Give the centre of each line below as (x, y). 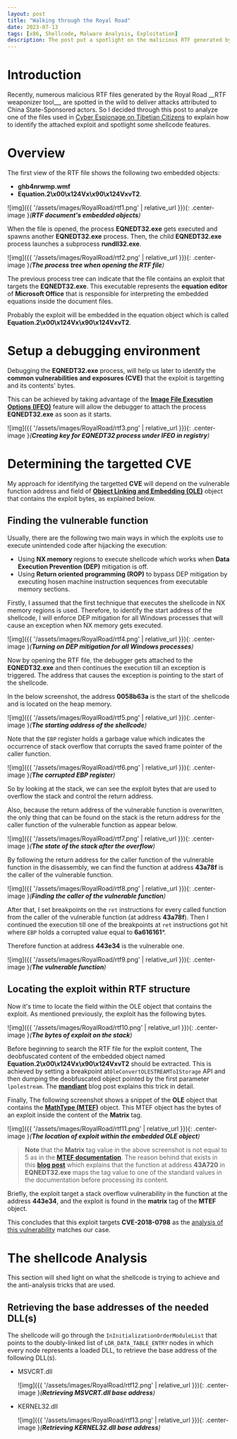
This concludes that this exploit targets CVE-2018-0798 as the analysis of (115, 1222)
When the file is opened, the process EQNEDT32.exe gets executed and (113, 229)
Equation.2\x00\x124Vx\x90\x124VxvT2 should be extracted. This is (109, 1063)
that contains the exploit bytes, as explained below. (82, 498)
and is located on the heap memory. (60, 704)
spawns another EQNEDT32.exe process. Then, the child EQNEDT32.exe (115, 236)
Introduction (44, 75)
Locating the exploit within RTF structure (99, 989)
